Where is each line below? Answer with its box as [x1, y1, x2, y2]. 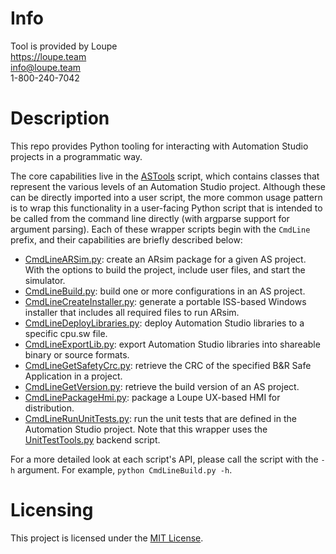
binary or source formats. [24, 348, 130, 361]
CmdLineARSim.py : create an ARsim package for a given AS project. [24, 253, 307, 265]
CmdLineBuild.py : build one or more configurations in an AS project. [24, 285, 306, 297]
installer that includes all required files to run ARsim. [24, 306, 240, 318]
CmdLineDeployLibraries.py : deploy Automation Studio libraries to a [24, 317, 305, 329]
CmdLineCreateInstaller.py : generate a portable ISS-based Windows [24, 295, 307, 307]
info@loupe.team [10, 61, 82, 73]
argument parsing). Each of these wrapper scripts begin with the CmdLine [10, 223, 311, 235]
